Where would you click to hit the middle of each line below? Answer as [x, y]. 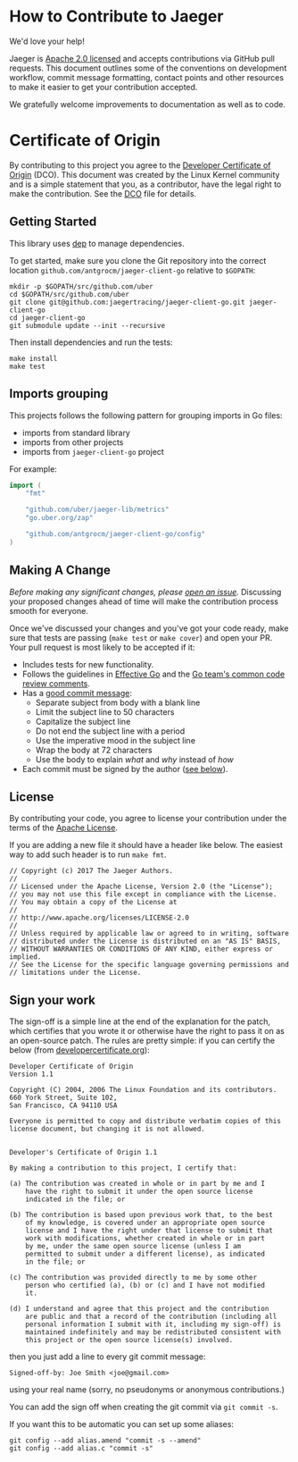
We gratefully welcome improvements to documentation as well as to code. [147, 104]
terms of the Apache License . [64, 828]
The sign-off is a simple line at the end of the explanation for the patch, [140, 1021]
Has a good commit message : [77, 693]
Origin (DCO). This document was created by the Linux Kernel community [145, 174]
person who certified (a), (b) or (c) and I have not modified [145, 1286]
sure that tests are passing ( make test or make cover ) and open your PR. [141, 637]
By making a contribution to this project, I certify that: [124, 1168]
